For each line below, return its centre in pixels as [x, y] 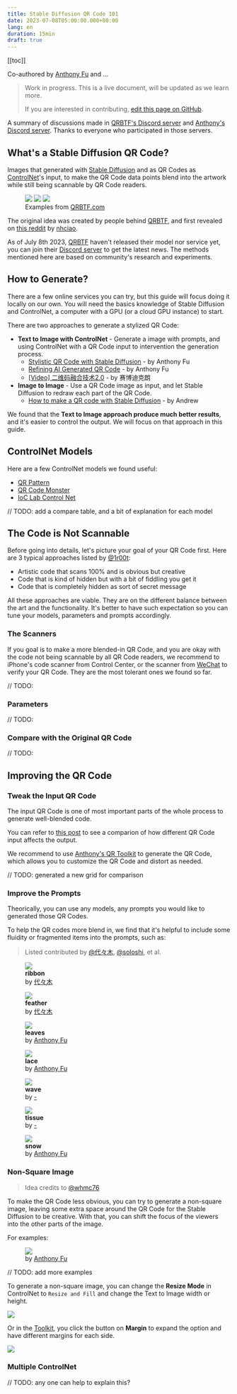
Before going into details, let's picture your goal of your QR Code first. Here [117, 551]
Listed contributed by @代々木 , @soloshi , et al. [93, 952]
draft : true [25, 40]
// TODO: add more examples [50, 1272]
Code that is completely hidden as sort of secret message [102, 587]
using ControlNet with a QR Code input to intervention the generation [118, 346]
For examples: [28, 1237]
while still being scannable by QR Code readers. [77, 184]
